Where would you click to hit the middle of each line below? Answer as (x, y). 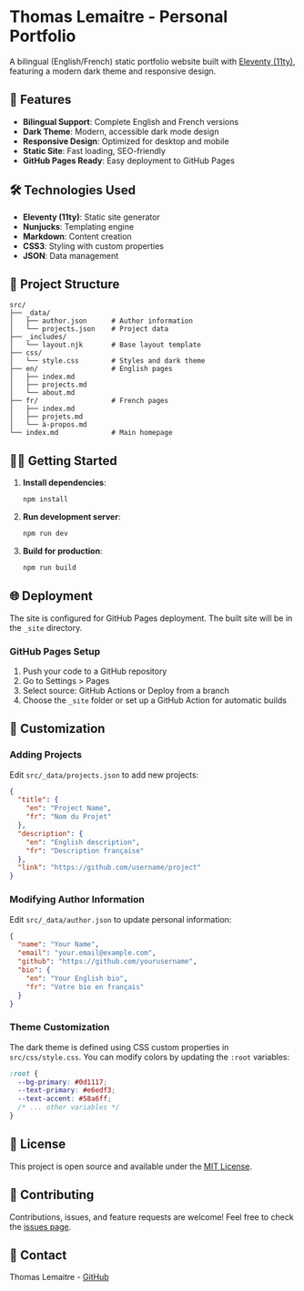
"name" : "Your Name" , (59, 945)
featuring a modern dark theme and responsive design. (113, 71)
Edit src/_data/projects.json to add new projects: (104, 775)
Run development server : (71, 517)
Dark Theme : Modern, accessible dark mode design (121, 131)
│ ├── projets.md (46, 417)
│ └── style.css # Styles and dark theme (107, 361)
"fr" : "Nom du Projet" (69, 817)
